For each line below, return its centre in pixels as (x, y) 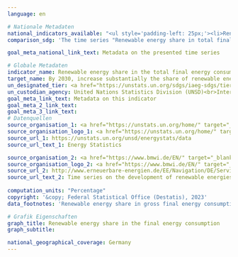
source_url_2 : (28, 171)
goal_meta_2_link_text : (42, 105)
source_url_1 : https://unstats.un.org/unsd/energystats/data (100, 138)
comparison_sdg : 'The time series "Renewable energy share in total (110, 40)
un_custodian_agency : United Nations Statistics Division (95, 92)
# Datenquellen (30, 119)
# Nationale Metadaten (41, 27)
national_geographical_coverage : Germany (69, 243)
